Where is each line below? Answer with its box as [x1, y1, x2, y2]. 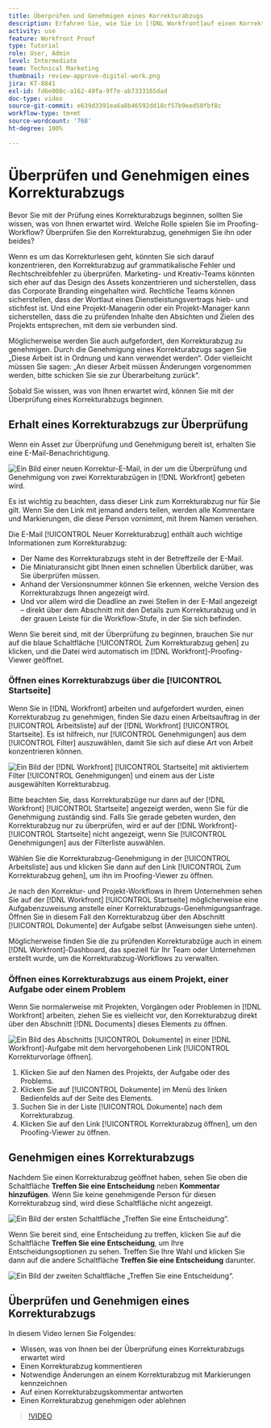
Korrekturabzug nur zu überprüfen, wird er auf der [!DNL [8, 821, 197, 830]
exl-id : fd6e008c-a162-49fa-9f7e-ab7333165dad [8, 86, 168, 95]
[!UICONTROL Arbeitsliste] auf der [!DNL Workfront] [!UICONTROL [8, 720, 230, 730]
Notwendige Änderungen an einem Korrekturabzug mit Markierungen [19, 1370, 252, 1380]
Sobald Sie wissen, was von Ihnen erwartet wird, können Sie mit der [8, 385, 235, 396]
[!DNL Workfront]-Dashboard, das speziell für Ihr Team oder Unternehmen [8, 944, 256, 954]
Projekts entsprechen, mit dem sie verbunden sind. [8, 320, 178, 330]
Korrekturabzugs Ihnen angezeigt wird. [19, 587, 150, 598]
